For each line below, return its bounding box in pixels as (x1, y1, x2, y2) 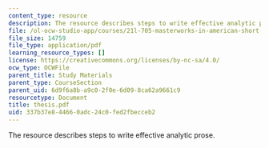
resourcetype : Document (8, 94, 88, 102)
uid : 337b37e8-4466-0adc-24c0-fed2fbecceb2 (8, 109, 156, 117)
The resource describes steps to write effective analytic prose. (8, 130, 215, 140)
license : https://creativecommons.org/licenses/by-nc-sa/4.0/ (8, 57, 220, 65)
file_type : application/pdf (8, 42, 102, 50)
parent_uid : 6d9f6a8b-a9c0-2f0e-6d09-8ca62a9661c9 (8, 86, 181, 94)
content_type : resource (8, 11, 88, 20)
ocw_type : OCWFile (8, 64, 70, 72)
